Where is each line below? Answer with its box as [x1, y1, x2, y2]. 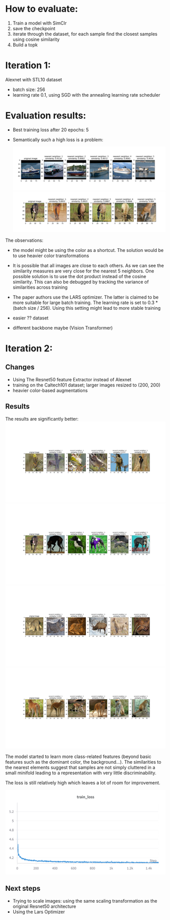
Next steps [5, 884, 41, 893]
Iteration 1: [5, 60, 51, 72]
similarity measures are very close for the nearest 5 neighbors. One [12, 268, 154, 274]
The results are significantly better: [5, 416, 79, 422]
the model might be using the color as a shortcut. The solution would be [12, 247, 164, 253]
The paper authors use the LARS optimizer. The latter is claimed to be [12, 294, 159, 300]
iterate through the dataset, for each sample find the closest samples [12, 31, 158, 37]
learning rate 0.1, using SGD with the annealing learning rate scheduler [12, 91, 160, 98]
